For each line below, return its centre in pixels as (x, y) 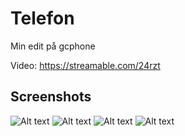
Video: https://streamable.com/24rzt (85, 65)
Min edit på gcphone (53, 46)
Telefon (42, 18)
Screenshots (51, 97)
